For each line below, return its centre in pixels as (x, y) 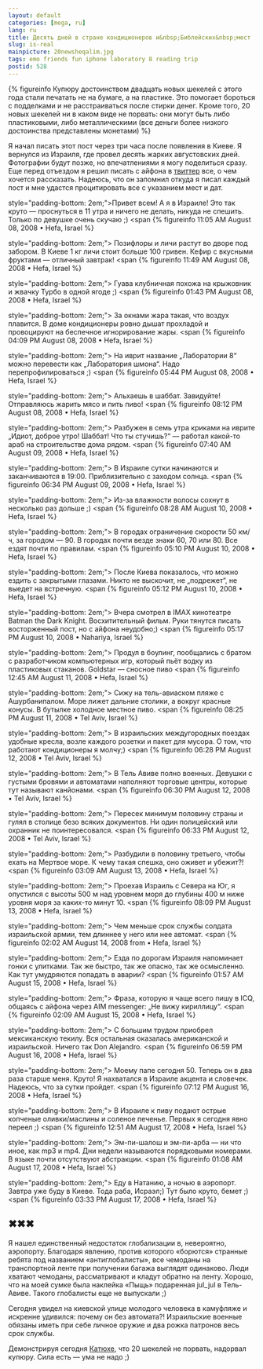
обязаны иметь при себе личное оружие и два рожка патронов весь (124, 1325)
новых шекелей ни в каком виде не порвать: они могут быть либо (119, 114)
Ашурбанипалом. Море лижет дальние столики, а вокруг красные (120, 701)
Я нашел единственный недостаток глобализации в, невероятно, (117, 1243)
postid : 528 (27, 67)
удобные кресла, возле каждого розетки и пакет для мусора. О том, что (130, 741)
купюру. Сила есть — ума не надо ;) (69, 1356)
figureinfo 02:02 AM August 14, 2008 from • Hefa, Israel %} (105, 943)
